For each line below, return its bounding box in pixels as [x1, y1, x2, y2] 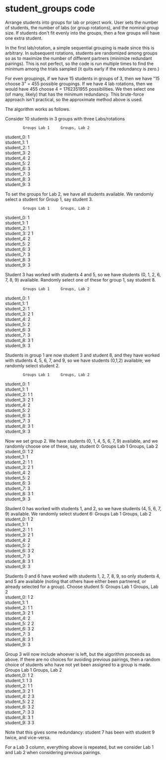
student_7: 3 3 [5, 709, 34, 715]
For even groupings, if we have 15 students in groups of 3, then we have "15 [5, 75, 160, 81]
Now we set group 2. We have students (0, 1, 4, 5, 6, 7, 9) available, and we [5, 438, 158, 444]
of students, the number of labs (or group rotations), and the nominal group [5, 24, 159, 30]
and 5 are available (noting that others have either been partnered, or [5, 578, 146, 584]
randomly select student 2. [5, 362, 60, 368]
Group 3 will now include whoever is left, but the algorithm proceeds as [5, 651, 151, 657]
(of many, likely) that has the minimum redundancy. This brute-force [5, 91, 144, 97]
